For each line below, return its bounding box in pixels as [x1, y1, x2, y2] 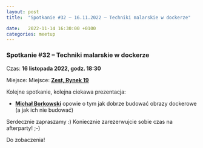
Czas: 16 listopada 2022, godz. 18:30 [6, 65, 101, 72]
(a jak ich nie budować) [15, 106, 74, 114]
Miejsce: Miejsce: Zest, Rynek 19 [6, 76, 89, 83]
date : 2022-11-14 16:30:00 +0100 [6, 25, 96, 31]
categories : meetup [6, 31, 56, 37]
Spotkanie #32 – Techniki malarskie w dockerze [6, 51, 150, 59]
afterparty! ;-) [6, 124, 41, 132]
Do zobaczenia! [6, 136, 45, 143]
